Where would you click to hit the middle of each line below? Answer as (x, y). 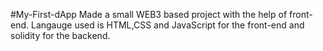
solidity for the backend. (60, 35)
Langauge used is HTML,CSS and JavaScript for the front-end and (167, 25)
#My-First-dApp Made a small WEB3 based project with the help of (149, 14)
